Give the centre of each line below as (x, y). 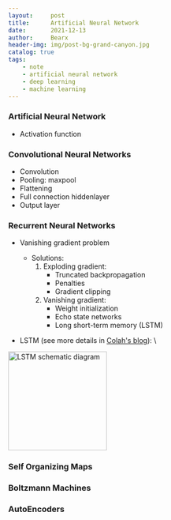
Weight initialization (87, 308)
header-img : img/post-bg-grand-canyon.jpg (79, 45)
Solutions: (48, 258)
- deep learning (49, 81)
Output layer (40, 205)
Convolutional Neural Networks (70, 154)
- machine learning (54, 89)
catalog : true (32, 52)
